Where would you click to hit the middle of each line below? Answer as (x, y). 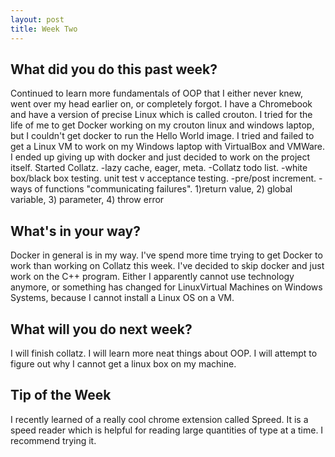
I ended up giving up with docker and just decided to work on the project (160, 157)
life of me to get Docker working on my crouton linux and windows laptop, (162, 125)
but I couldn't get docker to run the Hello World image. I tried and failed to (162, 136)
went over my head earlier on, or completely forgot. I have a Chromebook (161, 104)
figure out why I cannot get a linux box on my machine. (123, 363)
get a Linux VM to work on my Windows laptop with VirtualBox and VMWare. (168, 147)
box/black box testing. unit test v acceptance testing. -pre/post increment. (163, 178)
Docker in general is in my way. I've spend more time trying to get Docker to (166, 255)
